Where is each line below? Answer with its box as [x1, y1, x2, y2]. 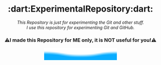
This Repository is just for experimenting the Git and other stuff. [16, 19, 145, 25]
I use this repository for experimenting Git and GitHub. [26, 24, 135, 30]
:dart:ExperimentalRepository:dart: [8, 3, 153, 15]
